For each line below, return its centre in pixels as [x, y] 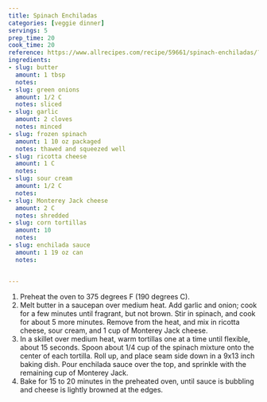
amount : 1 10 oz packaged [58, 141]
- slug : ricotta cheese [48, 156]
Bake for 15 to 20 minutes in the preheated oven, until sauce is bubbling [137, 381]
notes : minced [39, 127]
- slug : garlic [33, 112]
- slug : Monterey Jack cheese [58, 201]
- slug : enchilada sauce [49, 245]
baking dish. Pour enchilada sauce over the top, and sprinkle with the [133, 364]
